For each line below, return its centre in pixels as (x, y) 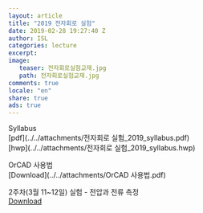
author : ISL (28, 38)
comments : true (34, 83)
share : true (28, 98)
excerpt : (23, 53)
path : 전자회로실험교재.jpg (59, 76)
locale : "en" (30, 90)
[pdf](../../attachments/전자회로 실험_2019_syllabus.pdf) (99, 138)
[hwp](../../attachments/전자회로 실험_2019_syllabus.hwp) (102, 148)
